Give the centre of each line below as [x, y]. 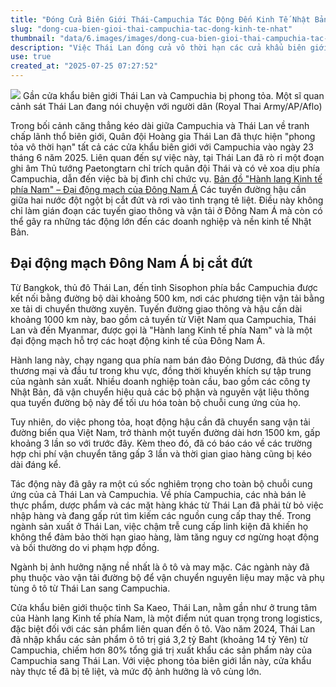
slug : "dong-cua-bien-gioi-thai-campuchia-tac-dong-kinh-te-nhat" [151, 29]
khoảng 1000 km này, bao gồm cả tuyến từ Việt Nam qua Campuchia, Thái [163, 319]
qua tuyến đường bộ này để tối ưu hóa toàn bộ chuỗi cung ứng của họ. [155, 402]
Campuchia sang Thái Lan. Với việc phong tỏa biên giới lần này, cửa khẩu [161, 660]
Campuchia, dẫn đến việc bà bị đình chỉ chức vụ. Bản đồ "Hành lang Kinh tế [166, 179]
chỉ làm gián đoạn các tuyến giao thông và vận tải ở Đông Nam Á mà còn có [166, 210]
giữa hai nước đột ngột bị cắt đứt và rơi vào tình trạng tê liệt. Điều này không [167, 200]
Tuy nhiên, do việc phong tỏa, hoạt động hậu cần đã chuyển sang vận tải [160, 422]
